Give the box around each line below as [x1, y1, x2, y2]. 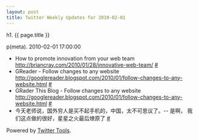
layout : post [6, 8, 39, 15]
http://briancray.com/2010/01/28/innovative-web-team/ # [15, 61, 158, 68]
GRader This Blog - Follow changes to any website [15, 87, 141, 94]
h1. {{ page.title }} [6, 31, 50, 38]
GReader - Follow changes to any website [15, 67, 120, 75]
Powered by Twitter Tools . [6, 127, 71, 134]
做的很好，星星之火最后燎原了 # [31, 115, 111, 122]
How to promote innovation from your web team [15, 55, 135, 62]
